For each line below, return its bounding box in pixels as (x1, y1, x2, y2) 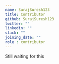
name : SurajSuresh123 (5, 7, 50, 12)
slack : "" (5, 30, 26, 35)
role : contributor (5, 40, 46, 45)
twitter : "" (5, 21, 30, 26)
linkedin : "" (5, 26, 32, 31)
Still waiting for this (5, 53, 45, 59)
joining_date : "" (5, 35, 41, 40)
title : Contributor (5, 12, 46, 17)
